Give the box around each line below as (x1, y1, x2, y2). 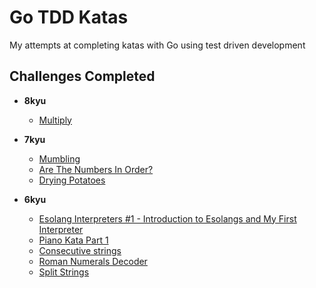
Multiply (38, 114, 72, 126)
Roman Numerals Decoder (38, 255, 148, 267)
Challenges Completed (9, 68, 156, 85)
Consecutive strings (38, 244, 122, 256)
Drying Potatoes (38, 174, 106, 186)
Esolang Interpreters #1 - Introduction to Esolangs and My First (38, 212, 297, 225)
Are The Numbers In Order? (38, 163, 154, 175)
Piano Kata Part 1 (38, 234, 109, 246)
